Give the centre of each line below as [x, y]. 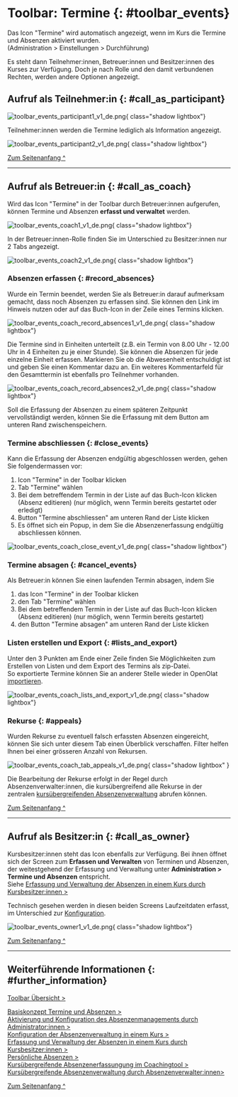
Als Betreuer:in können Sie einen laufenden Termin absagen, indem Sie [111, 580]
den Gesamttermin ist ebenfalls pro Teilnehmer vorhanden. [93, 374]
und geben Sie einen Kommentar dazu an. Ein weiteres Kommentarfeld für [115, 367]
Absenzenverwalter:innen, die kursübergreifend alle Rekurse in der [105, 786]
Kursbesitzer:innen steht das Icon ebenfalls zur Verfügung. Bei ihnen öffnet [117, 854]
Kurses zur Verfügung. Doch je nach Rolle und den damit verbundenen [110, 69]
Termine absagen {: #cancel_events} [72, 565]
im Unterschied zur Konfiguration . [57, 913]
